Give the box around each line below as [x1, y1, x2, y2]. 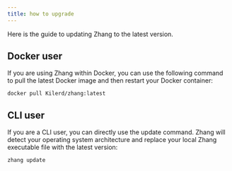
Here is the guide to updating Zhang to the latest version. [7, 30, 173, 38]
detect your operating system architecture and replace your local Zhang [7, 136, 217, 144]
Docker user [7, 50, 63, 62]
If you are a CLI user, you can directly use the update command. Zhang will [7, 128, 226, 136]
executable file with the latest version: [7, 143, 118, 152]
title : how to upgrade [7, 10, 74, 18]
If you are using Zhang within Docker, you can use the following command [7, 69, 224, 78]
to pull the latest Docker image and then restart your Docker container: [7, 76, 214, 85]
